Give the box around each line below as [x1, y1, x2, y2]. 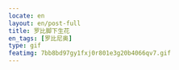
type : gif [8, 42, 42, 50]
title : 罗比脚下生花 [8, 27, 70, 35]
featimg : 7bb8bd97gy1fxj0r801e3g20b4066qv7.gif [8, 49, 172, 57]
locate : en [8, 11, 45, 20]
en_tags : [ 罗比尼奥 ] [8, 34, 73, 43]
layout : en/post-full [8, 19, 81, 27]
